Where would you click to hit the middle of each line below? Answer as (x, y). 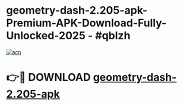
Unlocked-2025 (46, 36)
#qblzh (113, 36)
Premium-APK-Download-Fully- (86, 23)
